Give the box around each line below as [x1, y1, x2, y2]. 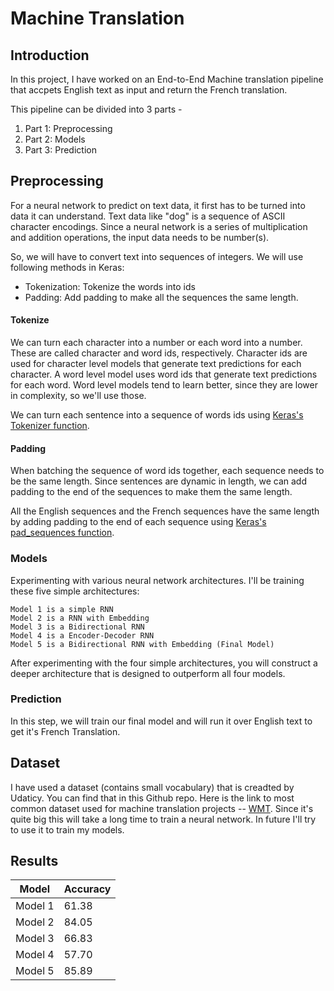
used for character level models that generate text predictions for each [10, 358, 302, 370]
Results [10, 853, 59, 870]
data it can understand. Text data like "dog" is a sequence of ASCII [10, 210, 286, 222]
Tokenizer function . [10, 420, 90, 432]
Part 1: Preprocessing [24, 123, 113, 134]
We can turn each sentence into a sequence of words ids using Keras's [10, 409, 304, 421]
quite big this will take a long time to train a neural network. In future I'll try [10, 813, 317, 825]
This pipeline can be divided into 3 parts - [10, 103, 183, 115]
